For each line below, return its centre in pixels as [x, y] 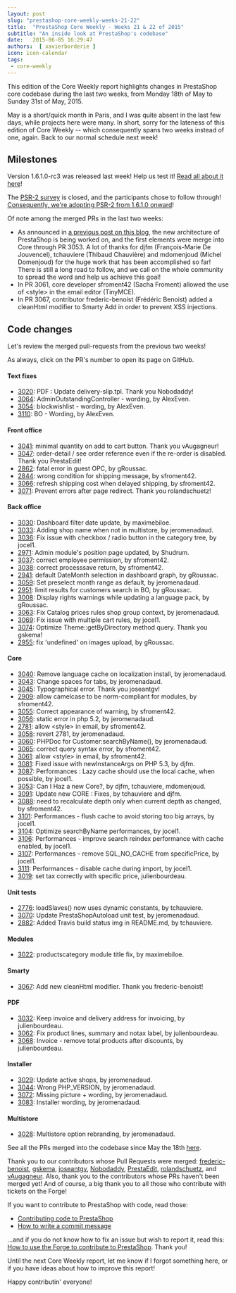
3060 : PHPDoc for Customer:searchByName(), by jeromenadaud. [112, 742]
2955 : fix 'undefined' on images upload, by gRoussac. [96, 642]
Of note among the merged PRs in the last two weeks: [85, 218]
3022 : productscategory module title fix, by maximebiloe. [101, 954]
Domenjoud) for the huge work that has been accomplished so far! [114, 262]
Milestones [32, 160]
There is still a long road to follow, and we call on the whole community [120, 270]
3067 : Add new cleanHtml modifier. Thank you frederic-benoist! [110, 986]
